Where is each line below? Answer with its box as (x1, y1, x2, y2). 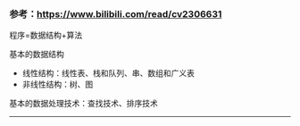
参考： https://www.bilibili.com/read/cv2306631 (9, 7, 222, 20)
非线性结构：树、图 (21, 79, 94, 90)
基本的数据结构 (9, 49, 64, 60)
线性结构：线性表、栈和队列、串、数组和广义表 (21, 68, 195, 79)
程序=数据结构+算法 (9, 29, 83, 41)
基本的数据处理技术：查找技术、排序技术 (9, 98, 158, 109)
